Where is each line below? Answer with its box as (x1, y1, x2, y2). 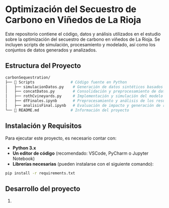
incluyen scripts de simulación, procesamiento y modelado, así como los (5, 41, 156, 47)
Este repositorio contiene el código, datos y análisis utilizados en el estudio (5, 31, 161, 37)
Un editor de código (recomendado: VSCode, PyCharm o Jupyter (12, 150, 149, 156)
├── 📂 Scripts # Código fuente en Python (5, 80, 127, 85)
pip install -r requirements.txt (5, 170, 75, 176)
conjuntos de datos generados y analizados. (5, 47, 97, 53)
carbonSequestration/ (5, 75, 51, 80)
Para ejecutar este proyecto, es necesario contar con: (5, 135, 117, 141)
